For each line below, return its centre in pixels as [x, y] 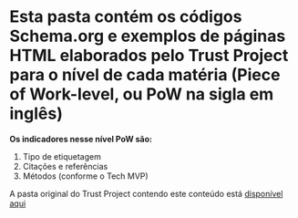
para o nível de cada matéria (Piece [145, 75]
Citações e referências [65, 166]
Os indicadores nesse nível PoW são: [81, 139]
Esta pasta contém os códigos [126, 17]
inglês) [36, 114]
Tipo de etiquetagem [62, 156]
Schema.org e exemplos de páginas [148, 36]
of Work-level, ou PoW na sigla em [142, 94]
